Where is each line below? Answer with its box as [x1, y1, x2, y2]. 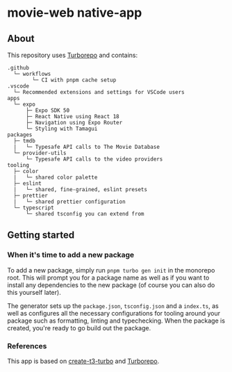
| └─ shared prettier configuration [13, 198, 126, 205]
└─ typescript [13, 204, 54, 211]
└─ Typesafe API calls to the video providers [25, 156, 163, 163]
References [7, 341, 47, 350]
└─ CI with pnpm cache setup [32, 76, 117, 83]
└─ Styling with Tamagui [25, 125, 98, 132]
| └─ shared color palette [13, 174, 98, 181]
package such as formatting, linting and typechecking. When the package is [7, 316, 226, 325]
